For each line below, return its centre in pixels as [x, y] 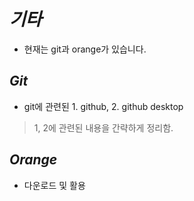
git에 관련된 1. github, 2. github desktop [103, 106]
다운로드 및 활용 [54, 185]
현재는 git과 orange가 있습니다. [85, 49]
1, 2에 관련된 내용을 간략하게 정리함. [103, 127]
